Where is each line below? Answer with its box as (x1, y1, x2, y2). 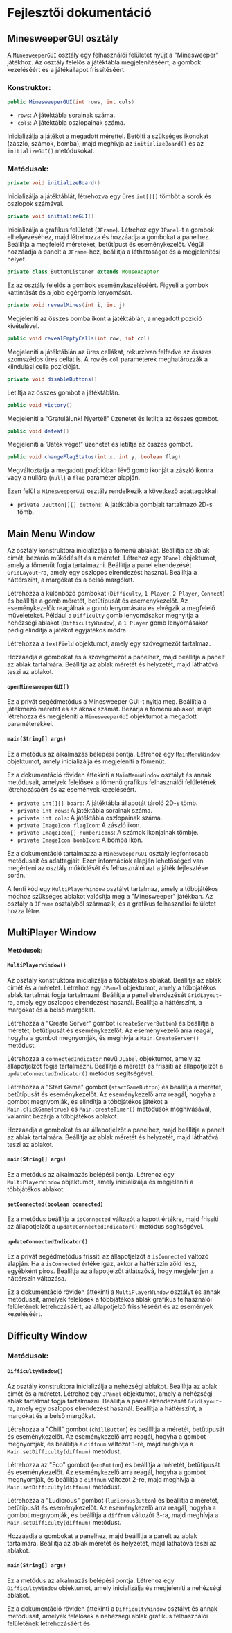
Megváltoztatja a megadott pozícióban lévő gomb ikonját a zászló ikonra (7, 466, 213, 474)
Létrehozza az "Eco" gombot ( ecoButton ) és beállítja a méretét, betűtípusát (7, 1460, 220, 1469)
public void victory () (7, 401, 73, 408)
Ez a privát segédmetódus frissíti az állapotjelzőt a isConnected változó (7, 1252, 209, 1261)
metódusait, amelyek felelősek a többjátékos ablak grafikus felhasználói (7, 1295, 213, 1304)
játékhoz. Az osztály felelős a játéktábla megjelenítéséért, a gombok (7, 58, 202, 67)
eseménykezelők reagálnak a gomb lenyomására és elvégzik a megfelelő (7, 604, 216, 612)
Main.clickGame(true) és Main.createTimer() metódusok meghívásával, (7, 1105, 212, 1113)
